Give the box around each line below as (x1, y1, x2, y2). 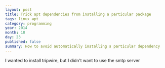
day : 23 (5, 35, 21, 40)
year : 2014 (5, 26, 28, 31)
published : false (5, 39, 41, 44)
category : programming (5, 21, 52, 26)
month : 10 (5, 30, 26, 35)
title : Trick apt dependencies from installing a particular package (5, 12, 152, 17)
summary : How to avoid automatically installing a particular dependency (5, 44, 161, 49)
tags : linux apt (5, 16, 39, 21)
